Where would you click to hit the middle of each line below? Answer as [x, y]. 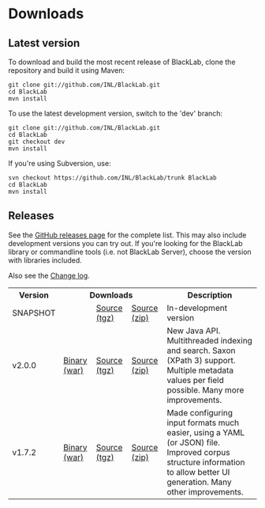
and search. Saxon [201, 351]
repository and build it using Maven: [66, 70]
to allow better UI [198, 472]
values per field [196, 380]
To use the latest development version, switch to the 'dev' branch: [116, 113]
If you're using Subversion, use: [60, 163]
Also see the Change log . [49, 275]
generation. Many [199, 482]
